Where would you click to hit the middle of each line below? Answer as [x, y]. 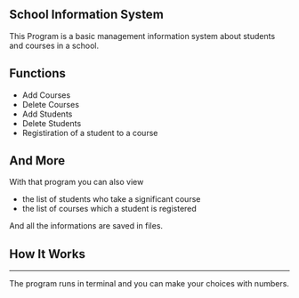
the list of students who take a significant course [111, 199]
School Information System [87, 15]
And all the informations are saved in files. [86, 226]
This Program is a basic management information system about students [142, 36]
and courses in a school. [54, 45]
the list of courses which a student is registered [109, 209]
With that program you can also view [77, 182]
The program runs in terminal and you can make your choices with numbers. [149, 284]
